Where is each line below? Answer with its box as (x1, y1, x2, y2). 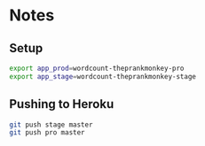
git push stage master (9, 120, 93, 129)
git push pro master (9, 128, 86, 137)
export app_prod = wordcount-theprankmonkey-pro (9, 64, 185, 73)
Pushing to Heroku (9, 96, 114, 111)
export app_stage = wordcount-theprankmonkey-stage (9, 72, 197, 81)
